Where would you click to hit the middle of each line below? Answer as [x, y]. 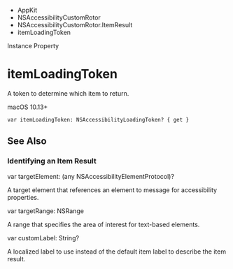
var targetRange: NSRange [45, 211]
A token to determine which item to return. [68, 93]
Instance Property [33, 46]
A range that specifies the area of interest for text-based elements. [104, 224]
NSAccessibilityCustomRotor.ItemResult [75, 25]
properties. [23, 197]
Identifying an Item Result [52, 161]
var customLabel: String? [43, 238]
